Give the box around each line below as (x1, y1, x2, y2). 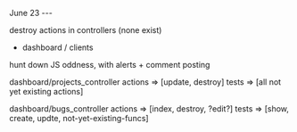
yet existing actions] (9, 87, 84, 96)
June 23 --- (9, 8, 54, 18)
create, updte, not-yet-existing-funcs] (9, 113, 149, 123)
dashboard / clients (21, 42, 94, 53)
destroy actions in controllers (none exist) (9, 25, 162, 35)
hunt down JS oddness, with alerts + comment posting (9, 60, 210, 70)
